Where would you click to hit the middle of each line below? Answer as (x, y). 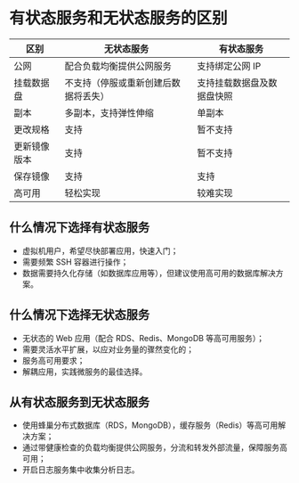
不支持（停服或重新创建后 (118, 83)
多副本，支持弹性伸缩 (109, 112)
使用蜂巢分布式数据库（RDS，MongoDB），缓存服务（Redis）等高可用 (150, 425)
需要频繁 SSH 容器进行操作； (75, 262)
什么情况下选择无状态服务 (79, 315)
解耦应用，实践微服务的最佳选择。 (85, 372)
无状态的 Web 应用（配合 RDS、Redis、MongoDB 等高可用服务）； (143, 338)
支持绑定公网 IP (229, 66)
